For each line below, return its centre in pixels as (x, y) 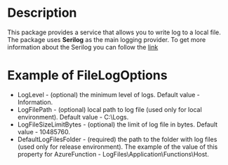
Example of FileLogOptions (87, 76)
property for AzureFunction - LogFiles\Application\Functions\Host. (113, 154)
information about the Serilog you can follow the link (83, 47)
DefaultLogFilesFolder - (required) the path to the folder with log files (117, 139)
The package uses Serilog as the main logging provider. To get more (107, 39)
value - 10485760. (44, 131)
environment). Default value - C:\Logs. (73, 117)
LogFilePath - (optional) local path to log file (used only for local (109, 109)
